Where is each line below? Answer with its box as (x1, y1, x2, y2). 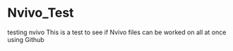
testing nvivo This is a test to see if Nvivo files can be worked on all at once (7, 28, 227, 36)
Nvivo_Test (7, 5, 74, 21)
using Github (7, 35, 44, 43)
